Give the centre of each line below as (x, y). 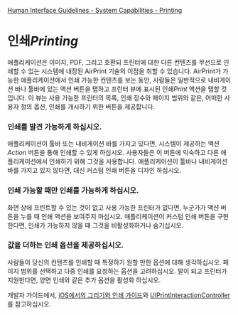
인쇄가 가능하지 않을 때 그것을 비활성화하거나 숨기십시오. (106, 225)
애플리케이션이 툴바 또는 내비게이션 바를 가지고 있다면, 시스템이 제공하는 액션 (114, 144)
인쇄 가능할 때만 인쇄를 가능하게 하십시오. (73, 191)
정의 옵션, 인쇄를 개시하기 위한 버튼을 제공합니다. (87, 107)
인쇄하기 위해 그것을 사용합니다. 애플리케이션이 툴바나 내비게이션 (139, 161)
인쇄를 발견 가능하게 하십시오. (55, 127)
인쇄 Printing (43, 41)
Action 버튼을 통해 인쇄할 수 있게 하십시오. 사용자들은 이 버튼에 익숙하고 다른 (113, 153)
